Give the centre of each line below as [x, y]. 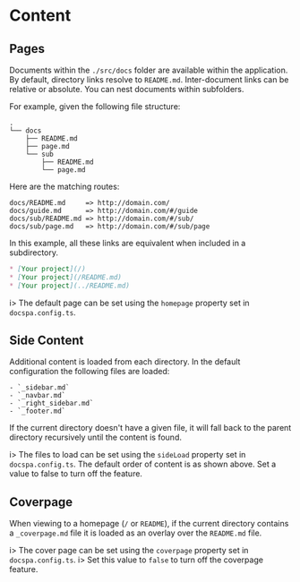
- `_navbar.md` [38, 396]
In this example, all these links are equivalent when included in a [128, 243]
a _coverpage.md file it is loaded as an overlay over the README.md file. [136, 533]
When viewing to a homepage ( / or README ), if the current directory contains [149, 524]
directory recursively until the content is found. [95, 437]
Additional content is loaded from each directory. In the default [125, 362]
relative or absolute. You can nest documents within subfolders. [127, 89]
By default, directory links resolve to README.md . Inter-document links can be [149, 80]
